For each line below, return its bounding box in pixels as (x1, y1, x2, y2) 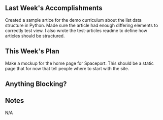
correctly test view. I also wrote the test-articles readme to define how (5, 27, 148, 34)
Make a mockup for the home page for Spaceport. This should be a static (5, 60, 154, 66)
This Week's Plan (5, 47, 60, 56)
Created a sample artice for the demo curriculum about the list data (5, 17, 142, 23)
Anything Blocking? (5, 80, 67, 88)
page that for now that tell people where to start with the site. (5, 65, 130, 71)
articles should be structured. (5, 33, 65, 39)
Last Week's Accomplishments (5, 4, 102, 12)
